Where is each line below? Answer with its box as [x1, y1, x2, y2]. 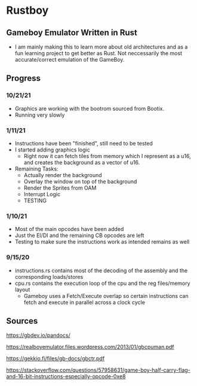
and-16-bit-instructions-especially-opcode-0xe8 [6, 373, 126, 380]
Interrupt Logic [23, 190, 61, 197]
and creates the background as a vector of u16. [23, 159, 140, 166]
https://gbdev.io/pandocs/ [6, 332, 70, 339]
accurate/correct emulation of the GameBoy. [14, 56, 125, 63]
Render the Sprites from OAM [23, 184, 97, 192]
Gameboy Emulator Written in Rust [6, 28, 137, 38]
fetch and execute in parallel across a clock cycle [23, 299, 145, 306]
